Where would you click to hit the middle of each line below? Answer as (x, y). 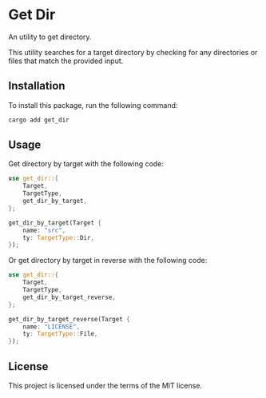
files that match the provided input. (66, 61)
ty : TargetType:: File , (60, 334)
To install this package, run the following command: (93, 105)
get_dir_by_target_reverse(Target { (69, 319)
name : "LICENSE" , (52, 326)
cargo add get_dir (39, 120)
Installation (37, 86)
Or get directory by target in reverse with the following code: (108, 261)
